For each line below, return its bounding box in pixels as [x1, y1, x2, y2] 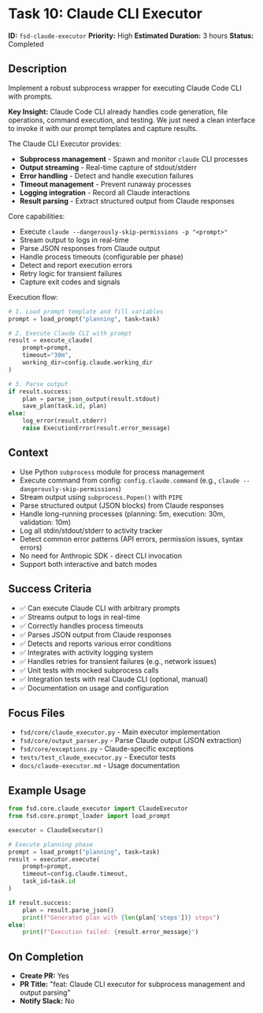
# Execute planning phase [8, 840, 93, 849]
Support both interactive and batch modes [19, 559, 157, 568]
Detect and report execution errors [19, 260, 132, 269]
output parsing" [19, 988, 71, 997]
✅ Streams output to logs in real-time [19, 612, 141, 621]
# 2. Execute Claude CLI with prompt [8, 329, 132, 337]
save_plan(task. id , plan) [22, 402, 108, 411]
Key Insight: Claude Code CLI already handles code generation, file [8, 107, 228, 116]
